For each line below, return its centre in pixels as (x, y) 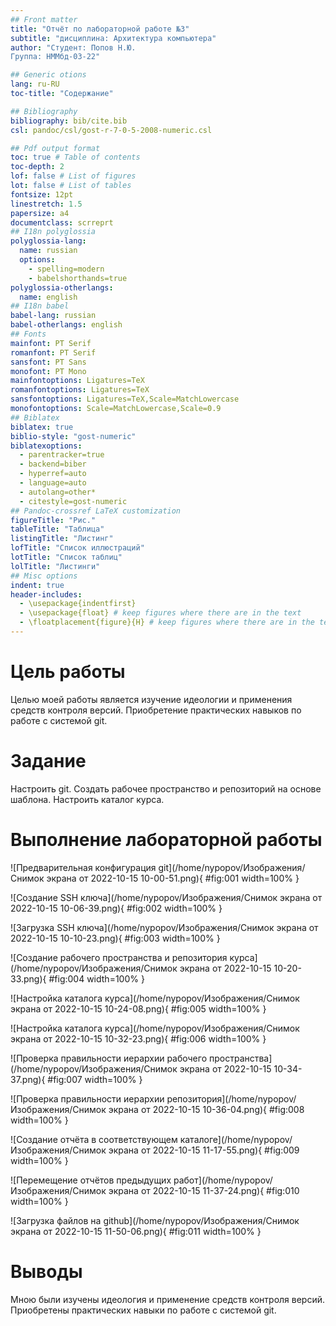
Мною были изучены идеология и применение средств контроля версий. (168, 1299)
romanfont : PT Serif (53, 352)
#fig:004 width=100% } (96, 978)
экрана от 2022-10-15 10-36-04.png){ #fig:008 (206, 1109)
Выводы (46, 1271)
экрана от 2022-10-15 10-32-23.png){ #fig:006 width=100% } (138, 1038)
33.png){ (28, 978)
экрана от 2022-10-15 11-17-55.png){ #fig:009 (204, 1150)
